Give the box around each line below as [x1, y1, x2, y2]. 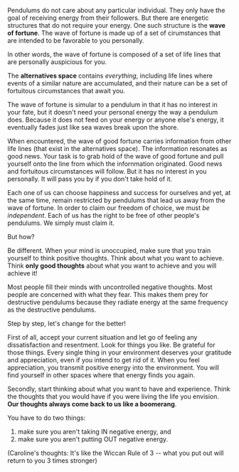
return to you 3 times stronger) [7, 456, 97, 465]
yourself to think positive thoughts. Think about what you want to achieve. [7, 254, 224, 262]
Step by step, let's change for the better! [7, 320, 127, 327]
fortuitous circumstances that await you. [7, 87, 126, 95]
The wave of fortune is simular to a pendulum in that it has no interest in [7, 100, 218, 109]
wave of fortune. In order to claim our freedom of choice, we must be [7, 204, 210, 212]
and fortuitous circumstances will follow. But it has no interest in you [7, 167, 207, 175]
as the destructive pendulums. [7, 305, 97, 314]
